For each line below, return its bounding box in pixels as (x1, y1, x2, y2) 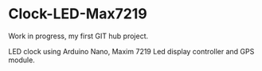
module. (8, 55, 36, 65)
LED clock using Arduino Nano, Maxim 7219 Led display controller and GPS (8, 46, 255, 56)
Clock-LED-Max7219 (8, 5, 147, 23)
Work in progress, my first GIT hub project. (8, 31, 149, 41)
